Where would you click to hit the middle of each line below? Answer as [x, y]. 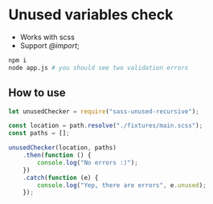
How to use [37, 93]
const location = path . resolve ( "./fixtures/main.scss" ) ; [106, 126]
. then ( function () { [57, 155]
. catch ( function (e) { [61, 177]
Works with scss [47, 37]
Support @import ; [50, 45]
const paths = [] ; [39, 133]
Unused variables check [91, 15]
